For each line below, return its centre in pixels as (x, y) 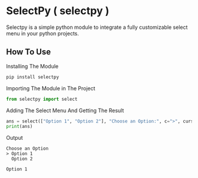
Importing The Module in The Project (51, 88)
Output (14, 138)
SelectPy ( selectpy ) (58, 11)
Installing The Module (32, 66)
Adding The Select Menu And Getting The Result (65, 110)
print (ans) (19, 127)
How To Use (29, 52)
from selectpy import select (42, 99)
